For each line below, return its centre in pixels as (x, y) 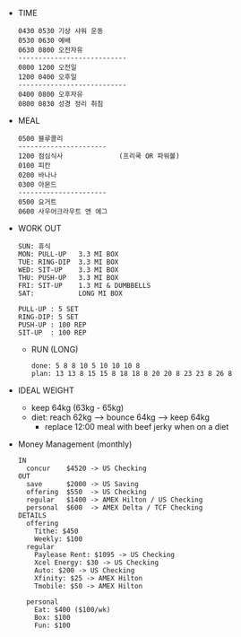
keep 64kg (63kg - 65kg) (77, 408)
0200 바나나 (37, 175)
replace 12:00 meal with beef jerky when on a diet (137, 427)
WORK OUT (39, 228)
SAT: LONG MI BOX (70, 293)
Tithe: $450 (56, 531)
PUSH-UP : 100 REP (52, 325)
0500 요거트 (37, 202)
